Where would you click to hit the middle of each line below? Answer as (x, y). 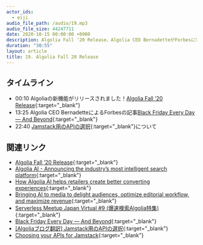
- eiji (20, 18)
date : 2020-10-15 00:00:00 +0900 (48, 34)
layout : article (27, 51)
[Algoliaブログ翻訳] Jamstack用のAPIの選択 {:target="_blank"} (92, 229)
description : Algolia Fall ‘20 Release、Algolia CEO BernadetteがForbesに (101, 40)
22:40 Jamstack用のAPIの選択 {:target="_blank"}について (86, 126)
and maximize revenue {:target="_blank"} (66, 201)
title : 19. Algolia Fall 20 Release (52, 57)
